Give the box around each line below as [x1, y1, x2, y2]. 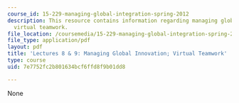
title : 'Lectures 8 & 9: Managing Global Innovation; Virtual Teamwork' [7, 50, 228, 58]
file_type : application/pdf [7, 37, 91, 44]
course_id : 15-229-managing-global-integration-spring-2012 [7, 10, 190, 18]
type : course [7, 57, 46, 64]
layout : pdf [7, 43, 43, 50]
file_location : [7, 30, 53, 38]
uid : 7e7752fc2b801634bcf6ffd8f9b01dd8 [7, 63, 126, 70]
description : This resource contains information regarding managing [7, 17, 218, 24]
